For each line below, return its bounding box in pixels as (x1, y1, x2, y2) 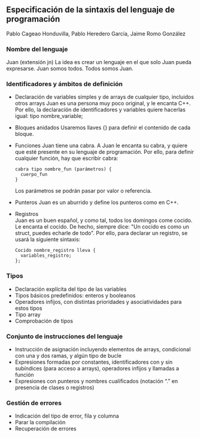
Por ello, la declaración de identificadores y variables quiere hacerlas (14, 106, 186, 113)
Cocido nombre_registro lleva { (14, 248, 96, 254)
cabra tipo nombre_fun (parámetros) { (14, 166, 112, 172)
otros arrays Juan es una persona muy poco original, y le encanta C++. (14, 100, 191, 107)
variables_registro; (20, 253, 72, 259)
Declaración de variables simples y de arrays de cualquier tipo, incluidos (14, 93, 195, 101)
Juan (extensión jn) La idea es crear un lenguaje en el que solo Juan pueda (6, 59, 192, 66)
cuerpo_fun (20, 172, 48, 178)
